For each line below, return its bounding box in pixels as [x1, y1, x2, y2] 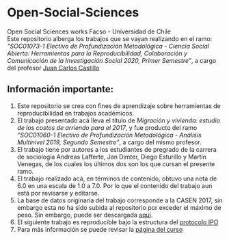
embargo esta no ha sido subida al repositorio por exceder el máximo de [16, 203, 221, 211]
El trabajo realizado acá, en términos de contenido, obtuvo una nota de [16, 174, 217, 183]
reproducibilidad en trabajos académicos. [16, 109, 135, 117]
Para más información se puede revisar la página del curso [16, 225, 183, 233]
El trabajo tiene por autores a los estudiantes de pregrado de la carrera [16, 145, 217, 153]
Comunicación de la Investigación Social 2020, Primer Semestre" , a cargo [7, 56, 217, 64]
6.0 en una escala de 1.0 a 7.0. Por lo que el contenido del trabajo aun [16, 181, 213, 189]
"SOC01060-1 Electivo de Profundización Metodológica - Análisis [16, 131, 202, 139]
